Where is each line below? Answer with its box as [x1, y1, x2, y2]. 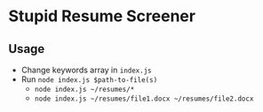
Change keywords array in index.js [20, 64, 152, 75]
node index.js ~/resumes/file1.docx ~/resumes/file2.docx [34, 94, 254, 103]
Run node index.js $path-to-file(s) [20, 74, 158, 85]
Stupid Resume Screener [8, 6, 196, 26]
